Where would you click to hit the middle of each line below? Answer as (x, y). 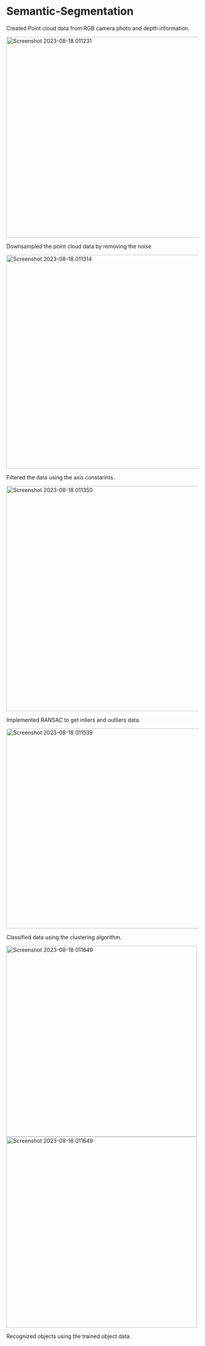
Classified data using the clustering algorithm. (64, 937)
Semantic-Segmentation (70, 11)
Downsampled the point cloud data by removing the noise (79, 246)
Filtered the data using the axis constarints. (60, 477)
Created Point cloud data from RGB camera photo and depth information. (98, 28)
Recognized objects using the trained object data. (69, 1336)
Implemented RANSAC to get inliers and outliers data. (74, 720)
